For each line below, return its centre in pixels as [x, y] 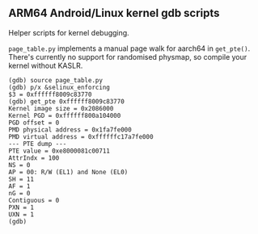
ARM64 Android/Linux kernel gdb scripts [114, 13]
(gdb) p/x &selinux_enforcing [59, 87]
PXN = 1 [21, 207]
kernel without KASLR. [46, 65]
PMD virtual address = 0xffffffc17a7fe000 [81, 136]
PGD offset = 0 [34, 123]
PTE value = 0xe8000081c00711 [59, 151]
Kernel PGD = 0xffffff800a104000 [65, 115]
